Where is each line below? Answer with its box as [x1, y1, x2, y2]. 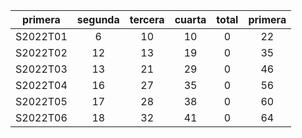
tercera [129, 13, 165, 26]
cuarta [174, 13, 207, 26]
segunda [76, 13, 120, 26]
